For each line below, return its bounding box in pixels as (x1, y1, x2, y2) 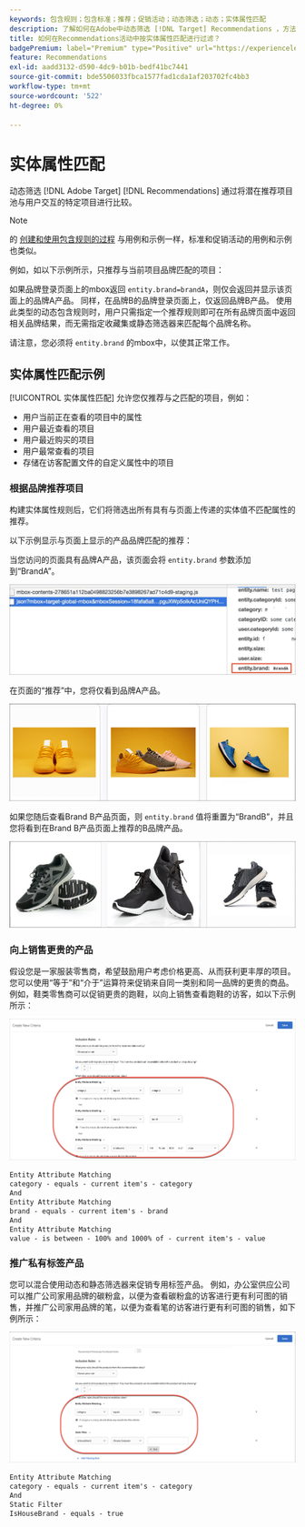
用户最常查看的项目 (22, 446, 95, 457)
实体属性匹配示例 (9, 367, 105, 382)
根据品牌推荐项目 (9, 482, 84, 495)
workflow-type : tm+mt (9, 82, 92, 91)
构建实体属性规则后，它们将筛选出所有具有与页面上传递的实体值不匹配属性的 (9, 505, 296, 516)
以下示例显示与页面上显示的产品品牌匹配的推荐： (9, 535, 192, 546)
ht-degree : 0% (9, 101, 64, 110)
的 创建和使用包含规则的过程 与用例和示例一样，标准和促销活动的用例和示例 (9, 234, 292, 245)
